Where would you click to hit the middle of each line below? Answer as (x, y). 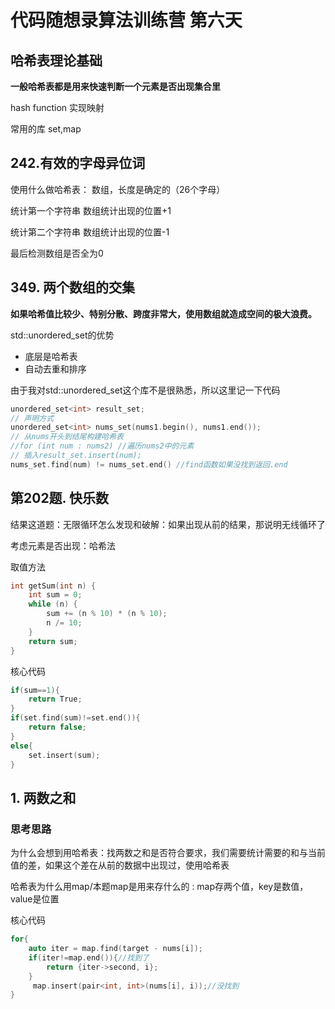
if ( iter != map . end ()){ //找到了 (89, 957)
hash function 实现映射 (57, 107)
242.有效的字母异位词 (78, 163)
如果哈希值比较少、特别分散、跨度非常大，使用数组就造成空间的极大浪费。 (163, 313)
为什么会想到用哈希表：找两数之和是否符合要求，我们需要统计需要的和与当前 (168, 853)
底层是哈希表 (51, 356)
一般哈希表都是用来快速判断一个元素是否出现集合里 (115, 86)
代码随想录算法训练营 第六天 (126, 20)
